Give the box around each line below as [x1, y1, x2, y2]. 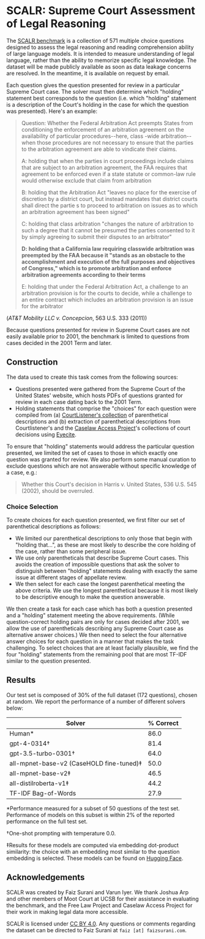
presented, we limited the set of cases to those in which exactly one [6, 449, 178, 457]
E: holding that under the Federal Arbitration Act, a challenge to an [21, 283, 188, 290]
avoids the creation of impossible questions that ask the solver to [15, 561, 180, 568]
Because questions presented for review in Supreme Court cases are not [6, 326, 190, 333]
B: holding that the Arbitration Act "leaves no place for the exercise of [21, 188, 197, 196]
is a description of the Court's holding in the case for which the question [6, 101, 189, 108]
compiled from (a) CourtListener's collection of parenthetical [15, 411, 168, 419]
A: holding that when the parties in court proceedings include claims [21, 157, 194, 164]
